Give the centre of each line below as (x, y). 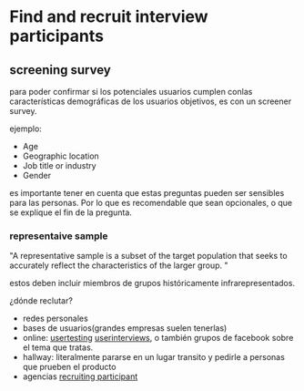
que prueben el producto (69, 367)
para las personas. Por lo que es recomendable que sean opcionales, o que (151, 203)
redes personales (55, 319)
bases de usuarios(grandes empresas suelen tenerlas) (125, 328)
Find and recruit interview (109, 17)
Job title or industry (60, 165)
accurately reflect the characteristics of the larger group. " (119, 265)
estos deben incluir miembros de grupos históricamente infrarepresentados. (152, 283)
